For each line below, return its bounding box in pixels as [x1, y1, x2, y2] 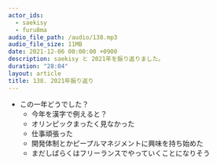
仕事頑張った [31, 128, 73, 138]
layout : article [8, 70, 61, 77]
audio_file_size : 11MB [8, 41, 83, 48]
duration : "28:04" [8, 63, 68, 70]
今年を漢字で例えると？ [31, 109, 108, 118]
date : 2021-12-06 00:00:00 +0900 [8, 48, 118, 56]
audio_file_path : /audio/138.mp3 [8, 33, 118, 41]
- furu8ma [15, 26, 47, 34]
